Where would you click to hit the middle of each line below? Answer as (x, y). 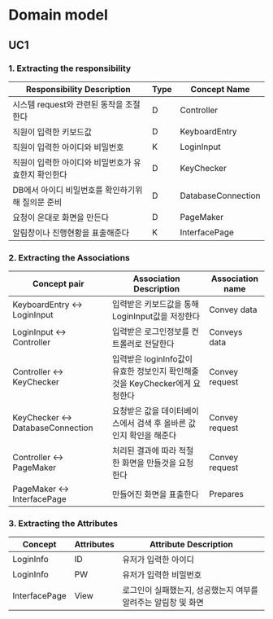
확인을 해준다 (153, 436)
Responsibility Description (78, 89)
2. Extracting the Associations (69, 257)
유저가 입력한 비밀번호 (162, 575)
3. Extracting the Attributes (63, 524)
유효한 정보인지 (140, 371)
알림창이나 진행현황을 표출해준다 (71, 232)
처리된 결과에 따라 (145, 451)
